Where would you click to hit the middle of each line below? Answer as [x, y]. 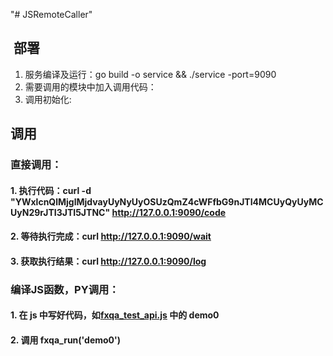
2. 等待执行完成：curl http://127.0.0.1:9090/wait [111, 236]
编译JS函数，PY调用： [65, 289]
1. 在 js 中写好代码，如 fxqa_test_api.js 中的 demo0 [115, 315]
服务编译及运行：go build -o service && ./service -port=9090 [150, 74]
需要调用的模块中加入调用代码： [90, 86]
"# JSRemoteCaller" [51, 14]
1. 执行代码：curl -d [51, 190]
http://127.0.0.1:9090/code [169, 212]
